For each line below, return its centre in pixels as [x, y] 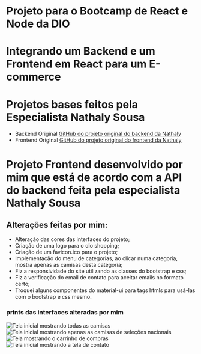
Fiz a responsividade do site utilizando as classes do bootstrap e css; [101, 271]
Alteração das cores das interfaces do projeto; [72, 239]
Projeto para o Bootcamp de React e [97, 11]
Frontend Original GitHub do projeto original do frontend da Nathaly [98, 140]
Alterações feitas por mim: [57, 224]
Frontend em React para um [76, 64]
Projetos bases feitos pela [72, 104]
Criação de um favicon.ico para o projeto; [66, 252]
